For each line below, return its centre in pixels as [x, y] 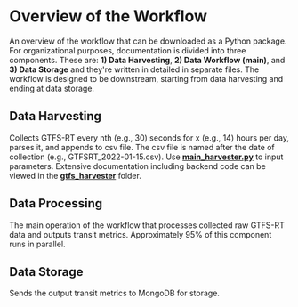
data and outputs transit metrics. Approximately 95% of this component [141, 234]
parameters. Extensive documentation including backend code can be [138, 166]
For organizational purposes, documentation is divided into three [128, 50]
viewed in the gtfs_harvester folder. [76, 175]
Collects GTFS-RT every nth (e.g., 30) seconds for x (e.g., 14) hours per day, [149, 137]
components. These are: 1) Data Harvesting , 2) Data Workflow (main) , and [147, 60]
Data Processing [56, 203]
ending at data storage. [52, 88]
